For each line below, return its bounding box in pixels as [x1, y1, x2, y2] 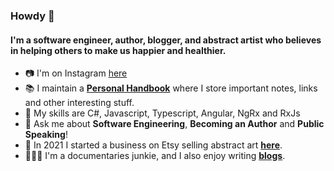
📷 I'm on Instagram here [24, 67, 128, 79]
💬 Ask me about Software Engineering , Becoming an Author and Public [24, 118, 325, 130]
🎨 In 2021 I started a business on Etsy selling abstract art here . [24, 139, 283, 151]
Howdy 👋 [10, 9, 55, 23]
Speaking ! [24, 129, 68, 141]
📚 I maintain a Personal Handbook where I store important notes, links [24, 82, 318, 94]
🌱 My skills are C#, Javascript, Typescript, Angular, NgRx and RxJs [24, 107, 301, 119]
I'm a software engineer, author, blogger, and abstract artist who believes [10, 34, 322, 46]
